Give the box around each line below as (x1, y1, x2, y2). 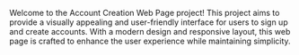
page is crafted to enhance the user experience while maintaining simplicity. (9, 35, 291, 46)
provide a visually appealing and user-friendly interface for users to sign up (9, 17, 289, 27)
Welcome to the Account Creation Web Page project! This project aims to (9, 8, 280, 18)
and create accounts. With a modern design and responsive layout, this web (9, 27, 291, 36)
